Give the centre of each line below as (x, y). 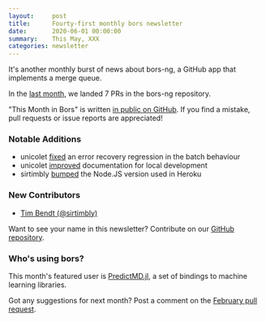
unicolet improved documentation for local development (114, 165)
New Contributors (45, 195)
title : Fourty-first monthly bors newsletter (96, 24)
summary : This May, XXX (54, 39)
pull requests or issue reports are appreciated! (86, 118)
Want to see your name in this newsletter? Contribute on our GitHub (122, 228)
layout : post (38, 16)
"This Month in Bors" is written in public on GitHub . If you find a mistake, (129, 110)
